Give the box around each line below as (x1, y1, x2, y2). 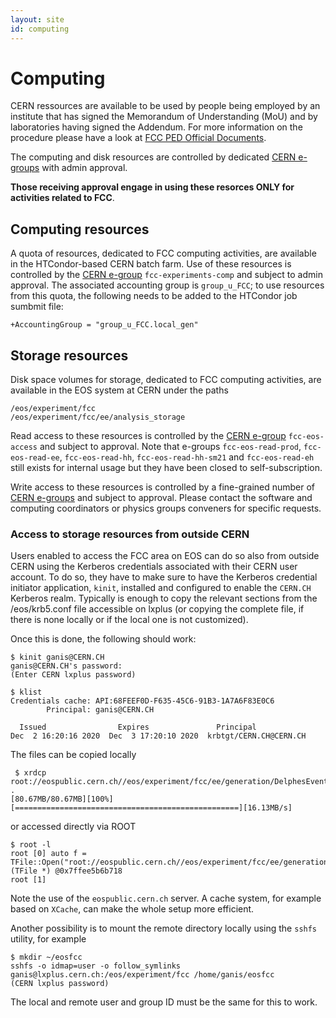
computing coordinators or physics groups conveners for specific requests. (10, 502, 322, 515)
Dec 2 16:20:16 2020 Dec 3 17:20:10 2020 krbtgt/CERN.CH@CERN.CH (10, 731, 307, 741)
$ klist (10, 687, 43, 698)
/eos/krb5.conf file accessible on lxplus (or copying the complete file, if (10, 603, 305, 615)
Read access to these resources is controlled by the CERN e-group (10, 430, 287, 442)
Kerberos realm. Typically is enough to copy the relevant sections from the (10, 592, 318, 605)
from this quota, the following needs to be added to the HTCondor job (10, 290, 298, 302)
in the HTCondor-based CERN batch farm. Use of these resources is (10, 258, 292, 270)
